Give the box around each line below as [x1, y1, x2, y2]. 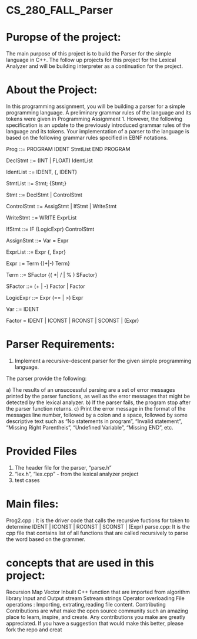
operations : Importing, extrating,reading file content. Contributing [6, 601, 166, 608]
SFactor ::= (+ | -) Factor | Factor [6, 283, 85, 290]
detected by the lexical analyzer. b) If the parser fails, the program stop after [6, 399, 191, 406]
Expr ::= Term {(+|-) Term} [6, 260, 71, 267]
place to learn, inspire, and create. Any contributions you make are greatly [6, 613, 186, 620]
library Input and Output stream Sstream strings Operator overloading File [6, 594, 185, 602]
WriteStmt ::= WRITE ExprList [6, 214, 77, 221]
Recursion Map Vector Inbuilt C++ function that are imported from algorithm [6, 588, 190, 595]
